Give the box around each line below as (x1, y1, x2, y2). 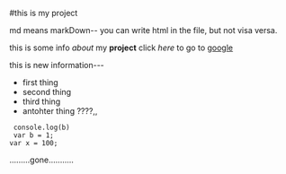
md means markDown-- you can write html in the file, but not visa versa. (9, 25, 278, 35)
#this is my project (9, 8, 78, 18)
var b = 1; (13, 131, 54, 140)
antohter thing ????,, (22, 106, 98, 116)
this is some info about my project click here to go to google (9, 42, 234, 53)
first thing (22, 77, 58, 88)
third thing (22, 96, 61, 107)
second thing (22, 87, 72, 97)
